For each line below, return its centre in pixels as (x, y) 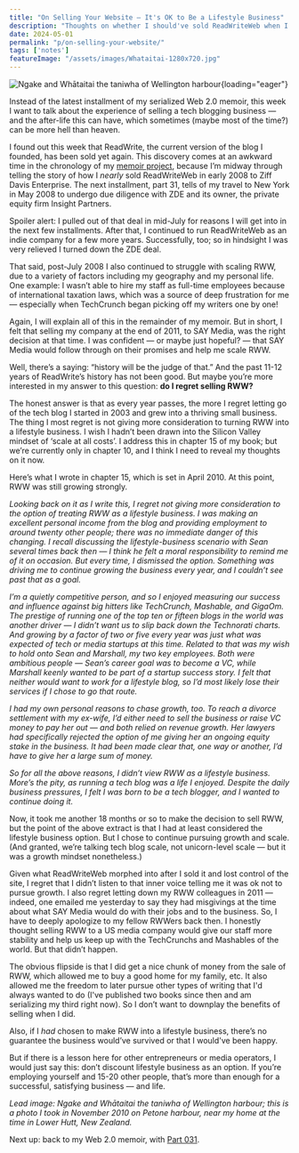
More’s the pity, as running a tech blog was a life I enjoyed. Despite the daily (149, 782)
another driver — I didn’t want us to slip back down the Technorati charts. (145, 625)
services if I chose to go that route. (73, 691)
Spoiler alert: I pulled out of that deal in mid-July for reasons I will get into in (148, 221)
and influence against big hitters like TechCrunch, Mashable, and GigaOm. (147, 606)
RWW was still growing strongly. (69, 487)
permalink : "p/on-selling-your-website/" (87, 42)
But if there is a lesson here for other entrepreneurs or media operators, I (143, 1058)
